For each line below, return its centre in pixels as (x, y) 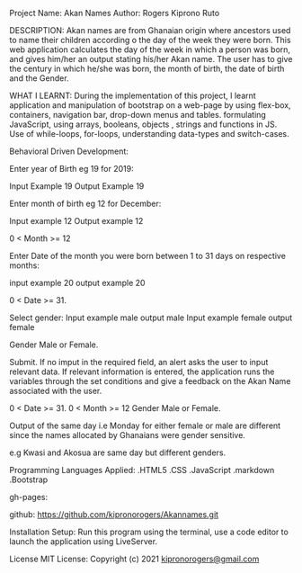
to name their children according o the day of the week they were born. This (150, 40)
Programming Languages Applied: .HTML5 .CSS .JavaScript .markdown (142, 470)
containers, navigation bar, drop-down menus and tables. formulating (138, 115)
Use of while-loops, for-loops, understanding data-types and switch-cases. (149, 134)
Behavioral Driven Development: (69, 151)
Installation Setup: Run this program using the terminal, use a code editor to (149, 532)
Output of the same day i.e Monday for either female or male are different (145, 425)
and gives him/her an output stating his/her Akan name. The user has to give (151, 59)
